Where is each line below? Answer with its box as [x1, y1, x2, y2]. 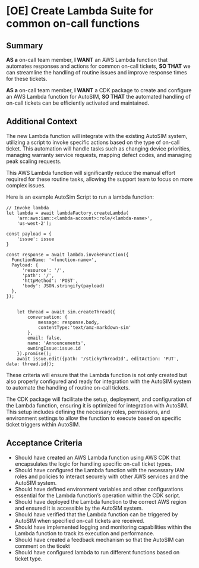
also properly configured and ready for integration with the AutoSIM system [6, 378, 191, 385]
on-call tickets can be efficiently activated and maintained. [6, 99, 150, 106]
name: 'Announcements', [27, 340, 86, 346]
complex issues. [6, 181, 46, 189]
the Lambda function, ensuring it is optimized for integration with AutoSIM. [6, 401, 189, 409]
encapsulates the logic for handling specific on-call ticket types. [14, 460, 172, 467]
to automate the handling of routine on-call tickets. [6, 384, 130, 391]
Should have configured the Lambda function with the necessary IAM [14, 466, 185, 473]
